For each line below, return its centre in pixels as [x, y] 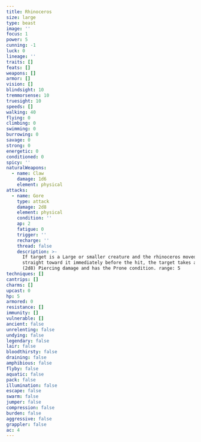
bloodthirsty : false [32, 352]
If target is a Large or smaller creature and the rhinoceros [101, 257]
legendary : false [28, 341]
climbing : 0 [21, 124]
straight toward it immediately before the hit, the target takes [106, 263]
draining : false [26, 357]
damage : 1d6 [32, 179]
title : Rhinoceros [29, 12]
